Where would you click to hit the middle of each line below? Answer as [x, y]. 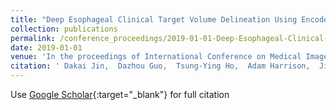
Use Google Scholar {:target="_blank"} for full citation [120, 94]
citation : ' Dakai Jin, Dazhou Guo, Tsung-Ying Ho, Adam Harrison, [160, 66]
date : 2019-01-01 [46, 47]
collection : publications [64, 29]
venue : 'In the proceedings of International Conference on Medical [156, 57]
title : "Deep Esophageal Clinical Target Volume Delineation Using [154, 19]
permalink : [33, 38]
